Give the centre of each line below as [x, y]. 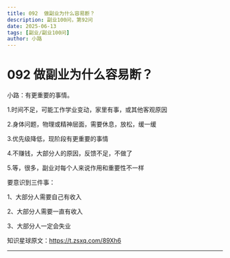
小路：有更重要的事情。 [40, 95]
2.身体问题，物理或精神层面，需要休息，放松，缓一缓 [82, 125]
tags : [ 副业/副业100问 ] [38, 33]
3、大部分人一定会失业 [39, 226]
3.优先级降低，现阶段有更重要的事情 [58, 139]
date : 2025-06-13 [32, 26]
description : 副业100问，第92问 [50, 20]
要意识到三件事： [31, 183]
